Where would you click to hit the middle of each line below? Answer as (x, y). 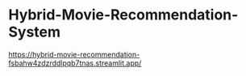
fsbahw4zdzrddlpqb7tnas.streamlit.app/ (75, 63)
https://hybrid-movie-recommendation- (74, 54)
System (35, 32)
